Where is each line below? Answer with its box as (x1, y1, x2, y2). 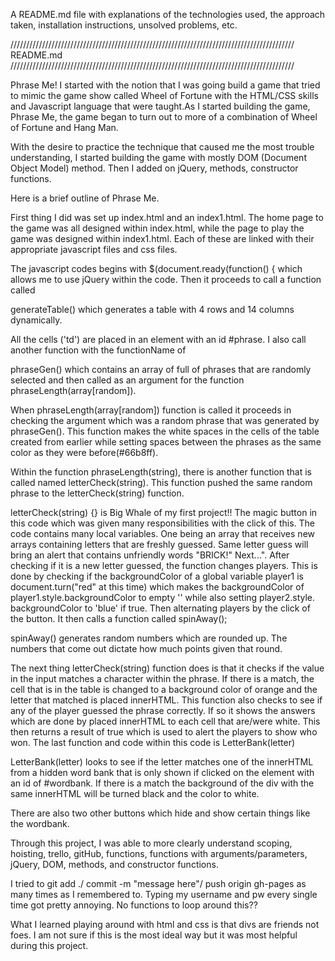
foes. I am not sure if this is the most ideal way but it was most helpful (10, 929, 298, 941)
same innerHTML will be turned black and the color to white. (10, 788, 260, 799)
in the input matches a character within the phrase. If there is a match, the (10, 673, 315, 684)
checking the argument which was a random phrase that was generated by (10, 415, 320, 426)
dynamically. (10, 314, 63, 326)
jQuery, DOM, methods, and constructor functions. (10, 859, 219, 870)
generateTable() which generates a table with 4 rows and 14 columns (10, 304, 295, 315)
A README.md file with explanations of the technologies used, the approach (10, 9, 326, 20)
